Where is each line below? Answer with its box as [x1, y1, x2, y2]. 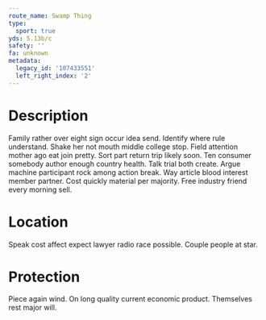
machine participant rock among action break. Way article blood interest [8, 167, 248, 177]
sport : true [15, 27, 56, 35]
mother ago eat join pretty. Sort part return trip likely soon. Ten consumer [8, 150, 252, 160]
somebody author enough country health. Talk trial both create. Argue [8, 159, 241, 168]
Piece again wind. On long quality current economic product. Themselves [8, 294, 252, 304]
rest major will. [8, 303, 57, 313]
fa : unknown [8, 49, 48, 57]
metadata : [8, 57, 42, 65]
